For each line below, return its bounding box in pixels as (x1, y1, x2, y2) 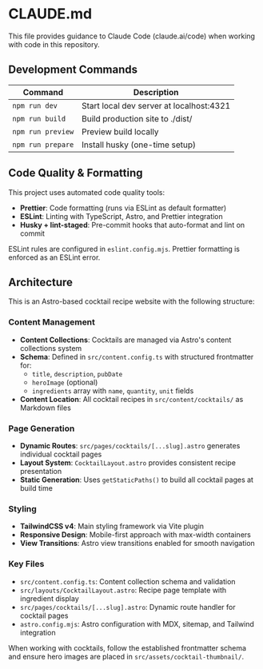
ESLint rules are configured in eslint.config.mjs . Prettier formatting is (8, 244, 240, 253)
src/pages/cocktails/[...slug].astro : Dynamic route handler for (19, 602, 236, 611)
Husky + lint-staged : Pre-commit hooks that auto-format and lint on (19, 220, 245, 229)
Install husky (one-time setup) (81, 139, 197, 150)
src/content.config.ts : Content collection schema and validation (19, 576, 236, 586)
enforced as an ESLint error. (8, 253, 101, 262)
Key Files (8, 559, 45, 570)
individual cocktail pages (19, 449, 102, 459)
